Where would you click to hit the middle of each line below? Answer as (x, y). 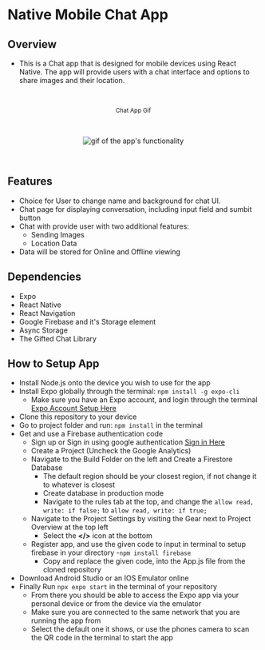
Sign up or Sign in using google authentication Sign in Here (128, 442)
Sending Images (57, 234)
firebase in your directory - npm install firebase (111, 552)
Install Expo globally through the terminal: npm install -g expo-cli (129, 391)
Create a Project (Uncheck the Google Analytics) (111, 451)
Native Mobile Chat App (88, 15)
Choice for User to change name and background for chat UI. (120, 201)
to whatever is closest (79, 485)
